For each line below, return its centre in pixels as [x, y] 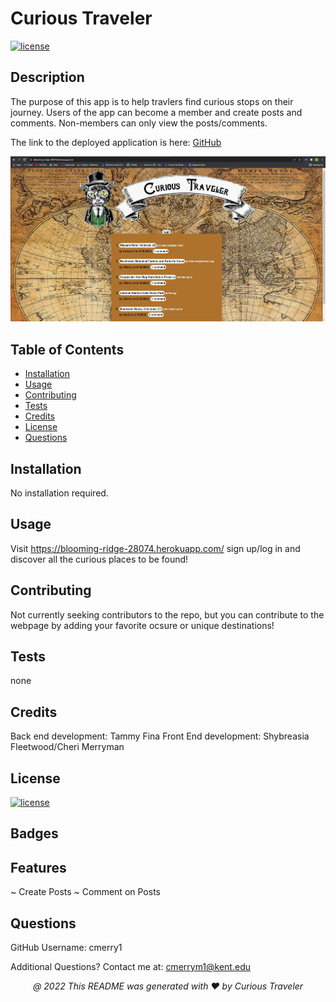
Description [47, 77]
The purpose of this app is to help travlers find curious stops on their [152, 101]
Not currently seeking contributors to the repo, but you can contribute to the [167, 614]
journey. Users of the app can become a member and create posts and [156, 112]
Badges [34, 833]
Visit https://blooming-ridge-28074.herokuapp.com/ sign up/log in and [155, 548]
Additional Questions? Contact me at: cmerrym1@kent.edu [130, 967]
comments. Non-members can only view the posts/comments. [139, 123]
